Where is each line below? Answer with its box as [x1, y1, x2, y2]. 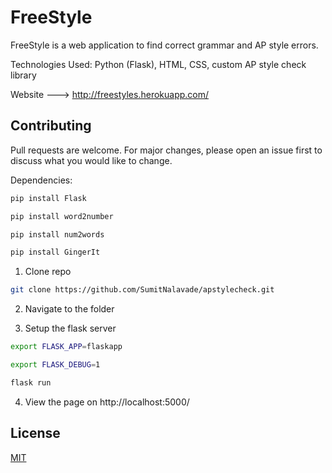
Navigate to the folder [24, 303, 115, 315]
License [10, 425, 61, 442]
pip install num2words [10, 229, 105, 240]
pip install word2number [10, 211, 114, 221]
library [10, 69, 37, 81]
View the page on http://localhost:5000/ [24, 396, 190, 408]
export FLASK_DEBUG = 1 [10, 360, 101, 370]
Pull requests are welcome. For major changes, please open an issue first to [10, 144, 323, 156]
